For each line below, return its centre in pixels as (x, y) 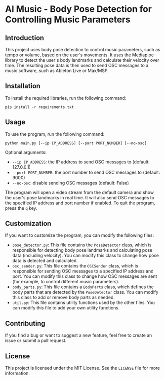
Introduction (25, 38)
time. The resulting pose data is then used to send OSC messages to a (77, 65)
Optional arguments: (26, 152)
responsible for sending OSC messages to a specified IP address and (83, 271)
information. (18, 373)
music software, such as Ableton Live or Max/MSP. (57, 71)
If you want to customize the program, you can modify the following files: (80, 235)
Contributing (25, 323)
